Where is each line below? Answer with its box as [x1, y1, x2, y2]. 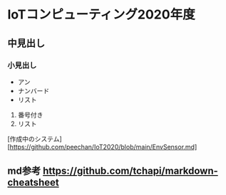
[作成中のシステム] [7, 135, 62, 143]
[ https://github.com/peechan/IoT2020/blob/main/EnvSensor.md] [7, 142, 197, 151]
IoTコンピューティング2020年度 [7, 6, 195, 23]
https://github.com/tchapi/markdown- [42, 165, 219, 177]
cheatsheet [7, 176, 59, 189]
